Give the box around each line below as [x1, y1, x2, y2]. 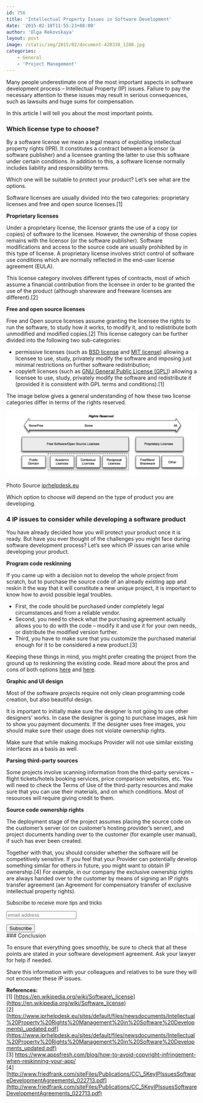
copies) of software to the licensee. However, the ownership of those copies [6, 230, 197, 238]
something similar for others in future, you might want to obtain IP [6, 862, 170, 870]
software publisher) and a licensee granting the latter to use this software [6, 151, 190, 158]
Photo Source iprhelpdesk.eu [6, 481, 79, 489]
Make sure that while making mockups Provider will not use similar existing [6, 739, 193, 746]
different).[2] [6, 293, 38, 301]
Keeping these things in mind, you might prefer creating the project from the [6, 653, 196, 660]
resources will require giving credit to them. [6, 794, 115, 802]
